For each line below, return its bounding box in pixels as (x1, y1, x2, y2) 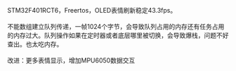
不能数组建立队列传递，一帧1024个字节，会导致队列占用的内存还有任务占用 (7, 22, 225, 30)
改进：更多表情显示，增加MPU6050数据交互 (7, 56, 136, 65)
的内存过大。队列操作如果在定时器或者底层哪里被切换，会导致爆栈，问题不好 (7, 31, 229, 39)
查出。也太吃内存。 (7, 40, 63, 48)
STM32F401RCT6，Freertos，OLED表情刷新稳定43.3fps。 (7, 6, 177, 14)
